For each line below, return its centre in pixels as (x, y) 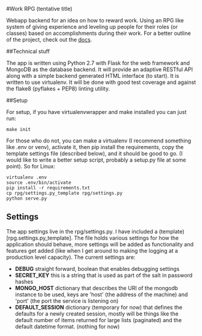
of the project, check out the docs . (49, 40)
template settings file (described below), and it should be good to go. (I (94, 154)
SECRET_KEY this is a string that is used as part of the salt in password (104, 275)
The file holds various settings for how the (126, 238)
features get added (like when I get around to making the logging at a (92, 250)
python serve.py (27, 198)
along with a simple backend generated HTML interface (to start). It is (93, 76)
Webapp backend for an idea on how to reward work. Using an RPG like (95, 20)
